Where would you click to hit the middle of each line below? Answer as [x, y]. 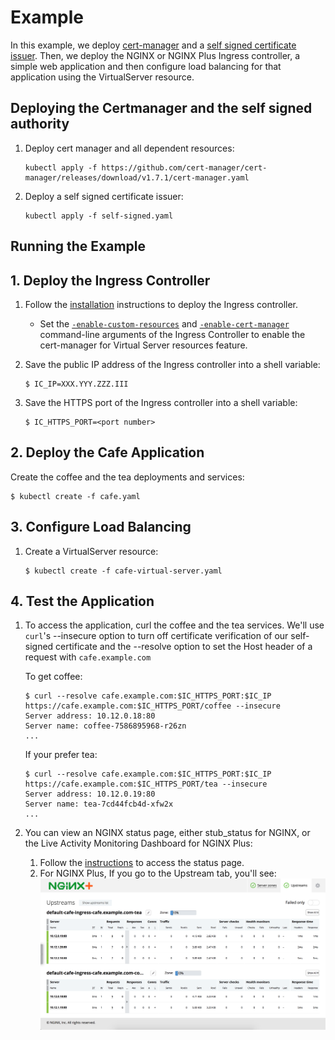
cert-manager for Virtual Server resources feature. [143, 345]
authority [40, 124]
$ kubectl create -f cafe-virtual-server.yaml [123, 571]
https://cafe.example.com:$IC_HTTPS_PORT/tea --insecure [146, 784]
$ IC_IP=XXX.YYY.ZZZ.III [76, 384]
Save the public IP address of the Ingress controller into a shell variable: [172, 364]
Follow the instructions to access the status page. [142, 863]
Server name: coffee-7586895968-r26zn [105, 726]
